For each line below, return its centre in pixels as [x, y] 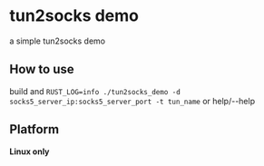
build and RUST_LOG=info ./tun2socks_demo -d [95, 91]
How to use [42, 69]
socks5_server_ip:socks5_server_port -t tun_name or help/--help [132, 101]
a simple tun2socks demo [58, 41]
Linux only [29, 151]
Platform [34, 129]
